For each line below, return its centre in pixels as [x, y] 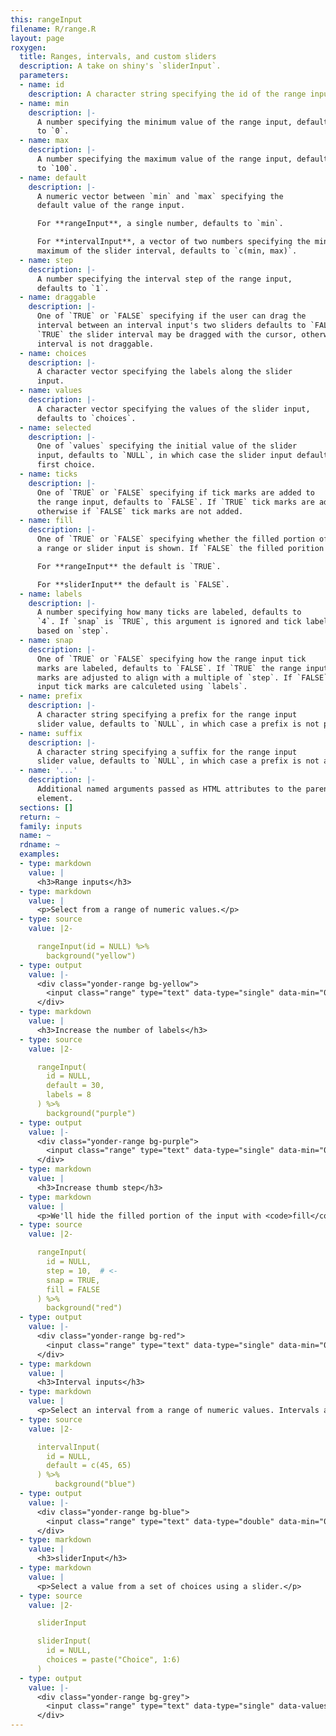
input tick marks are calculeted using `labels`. [142, 687]
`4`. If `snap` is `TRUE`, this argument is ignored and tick [169, 622]
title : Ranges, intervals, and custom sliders [118, 57]
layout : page [37, 38]
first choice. [66, 465]
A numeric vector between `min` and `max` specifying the [160, 196]
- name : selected [55, 427]
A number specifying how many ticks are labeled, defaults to [169, 612]
